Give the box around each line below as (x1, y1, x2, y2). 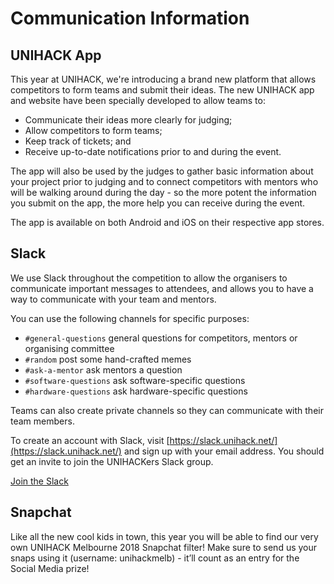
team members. (10, 415, 75, 427)
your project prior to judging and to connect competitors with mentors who (10, 176, 319, 187)
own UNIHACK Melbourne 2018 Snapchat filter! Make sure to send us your (10, 541, 318, 553)
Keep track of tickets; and (24, 135, 132, 147)
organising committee (24, 342, 115, 354)
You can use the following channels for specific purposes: (10, 312, 250, 324)
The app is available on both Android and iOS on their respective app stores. (10, 217, 325, 228)
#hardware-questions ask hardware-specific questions (24, 385, 248, 397)
